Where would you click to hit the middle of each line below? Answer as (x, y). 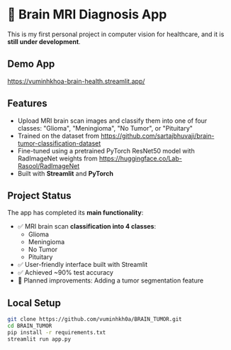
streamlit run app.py (39, 339)
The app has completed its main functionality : (75, 213)
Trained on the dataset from (58, 136)
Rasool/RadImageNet (49, 165)
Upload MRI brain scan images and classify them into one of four (112, 121)
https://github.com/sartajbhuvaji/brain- (157, 136)
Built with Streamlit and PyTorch (65, 173)
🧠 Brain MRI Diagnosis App (87, 15)
